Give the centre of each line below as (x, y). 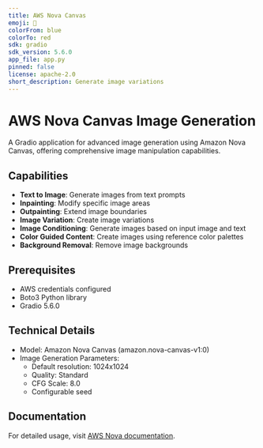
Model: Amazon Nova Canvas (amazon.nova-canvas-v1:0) (115, 349)
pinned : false (32, 67)
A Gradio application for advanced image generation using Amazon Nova (127, 142)
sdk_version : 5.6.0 (40, 52)
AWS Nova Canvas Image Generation (132, 120)
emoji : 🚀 (23, 23)
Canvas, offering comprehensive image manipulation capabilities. (115, 151)
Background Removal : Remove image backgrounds (103, 245)
